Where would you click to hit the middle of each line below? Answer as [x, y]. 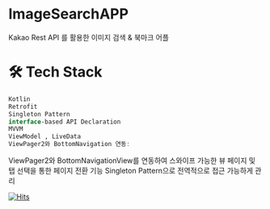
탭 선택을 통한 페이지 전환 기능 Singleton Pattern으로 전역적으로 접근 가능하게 [131, 171]
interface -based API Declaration [65, 122]
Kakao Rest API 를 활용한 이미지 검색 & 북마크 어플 [89, 37]
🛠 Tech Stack [55, 72]
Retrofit [23, 107]
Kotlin [19, 99]
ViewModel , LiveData [45, 137]
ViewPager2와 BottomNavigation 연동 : [70, 144]
